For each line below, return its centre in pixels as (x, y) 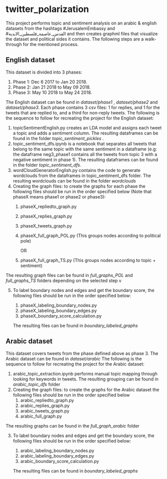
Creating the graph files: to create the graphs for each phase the (79, 186)
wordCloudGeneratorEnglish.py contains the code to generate (77, 170)
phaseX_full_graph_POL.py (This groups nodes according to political (90, 235)
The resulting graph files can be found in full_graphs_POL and (69, 275)
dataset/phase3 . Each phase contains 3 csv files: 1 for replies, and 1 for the (83, 107)
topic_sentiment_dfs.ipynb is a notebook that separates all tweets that (84, 143)
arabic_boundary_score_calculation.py (60, 461)
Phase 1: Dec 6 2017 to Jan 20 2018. (50, 81)
